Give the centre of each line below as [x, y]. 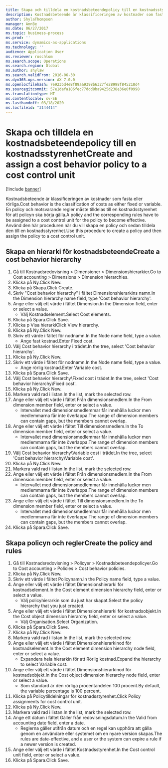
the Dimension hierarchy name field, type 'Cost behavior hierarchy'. [82, 298]
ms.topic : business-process [35, 33]
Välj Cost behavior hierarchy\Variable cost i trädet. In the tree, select [82, 453]
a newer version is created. [48, 744]
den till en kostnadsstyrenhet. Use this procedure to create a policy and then [84, 231]
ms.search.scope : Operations [36, 61]
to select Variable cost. [44, 664]
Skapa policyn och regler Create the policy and [79, 543]
